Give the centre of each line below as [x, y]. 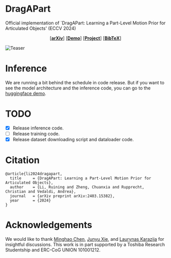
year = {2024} [31, 200]
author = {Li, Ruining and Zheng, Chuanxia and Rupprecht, [77, 187]
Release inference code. [38, 128]
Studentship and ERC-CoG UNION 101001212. [53, 250]
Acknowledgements [49, 225]
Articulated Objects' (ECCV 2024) [41, 28]
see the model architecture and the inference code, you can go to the [78, 88]
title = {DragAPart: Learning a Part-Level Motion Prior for [81, 178]
